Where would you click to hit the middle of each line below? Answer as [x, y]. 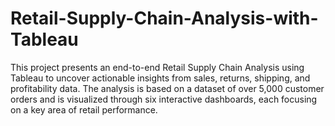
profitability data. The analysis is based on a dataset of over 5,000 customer [167, 88]
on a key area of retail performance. [84, 109]
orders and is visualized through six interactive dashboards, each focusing [164, 99]
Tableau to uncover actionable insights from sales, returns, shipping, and [160, 78]
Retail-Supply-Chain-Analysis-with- [164, 18]
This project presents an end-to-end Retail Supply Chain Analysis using [157, 67]
